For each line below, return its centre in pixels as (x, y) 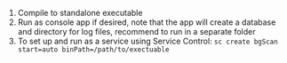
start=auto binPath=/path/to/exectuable (93, 50)
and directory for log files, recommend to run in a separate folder (136, 31)
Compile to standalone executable (80, 13)
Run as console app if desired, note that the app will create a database (147, 22)
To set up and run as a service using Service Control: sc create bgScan (147, 41)
